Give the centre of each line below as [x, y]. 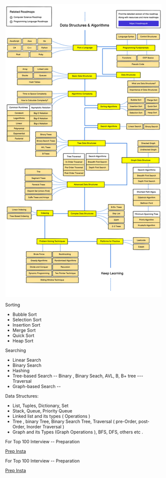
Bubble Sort [25, 314]
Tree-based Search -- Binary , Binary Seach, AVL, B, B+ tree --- [78, 376]
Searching [16, 350]
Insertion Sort [26, 325]
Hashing [21, 370]
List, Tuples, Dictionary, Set [40, 406]
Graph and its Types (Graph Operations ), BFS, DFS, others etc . [78, 432]
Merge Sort [24, 330]
